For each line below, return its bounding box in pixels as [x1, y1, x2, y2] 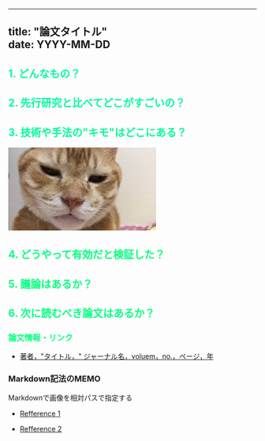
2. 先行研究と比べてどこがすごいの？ [8, 96, 186, 110]
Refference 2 [19, 424, 62, 433]
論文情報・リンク [8, 333, 73, 344]
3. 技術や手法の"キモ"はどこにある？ [8, 126, 187, 139]
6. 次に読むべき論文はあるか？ [8, 307, 155, 320]
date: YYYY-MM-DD [8, 38, 110, 51]
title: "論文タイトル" [8, 25, 108, 39]
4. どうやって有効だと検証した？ [8, 248, 166, 262]
